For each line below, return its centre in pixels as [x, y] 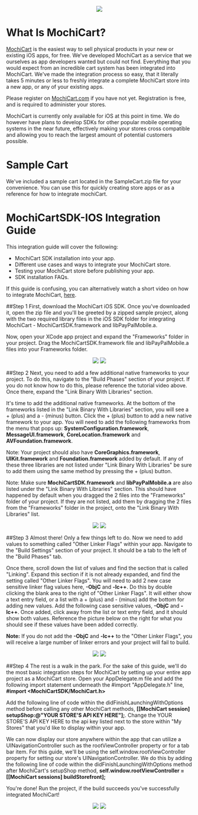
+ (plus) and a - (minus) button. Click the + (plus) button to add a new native [99, 415]
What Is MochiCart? [56, 33]
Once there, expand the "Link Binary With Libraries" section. [79, 392]
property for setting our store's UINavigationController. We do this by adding [99, 758]
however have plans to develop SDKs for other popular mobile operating [94, 122]
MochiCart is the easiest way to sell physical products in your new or [90, 49]
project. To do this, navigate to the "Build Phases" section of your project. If [98, 379]
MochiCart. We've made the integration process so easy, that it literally [92, 74]
